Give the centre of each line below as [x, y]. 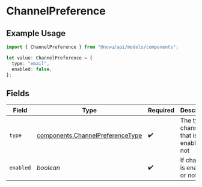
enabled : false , [32, 69]
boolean [48, 168]
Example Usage [36, 33]
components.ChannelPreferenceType [90, 135]
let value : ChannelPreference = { [50, 58]
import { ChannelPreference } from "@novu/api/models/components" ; [93, 47]
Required [161, 111]
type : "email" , [31, 63]
